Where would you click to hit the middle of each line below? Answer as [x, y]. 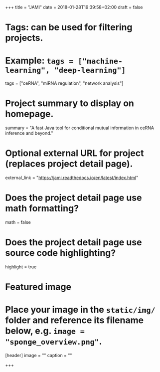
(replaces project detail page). [69, 164]
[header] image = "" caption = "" [39, 355]
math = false [18, 222]
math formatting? [42, 208]
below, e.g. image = [45, 331]
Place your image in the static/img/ [80, 310]
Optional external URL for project [75, 153]
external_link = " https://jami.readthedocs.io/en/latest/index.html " [72, 178]
